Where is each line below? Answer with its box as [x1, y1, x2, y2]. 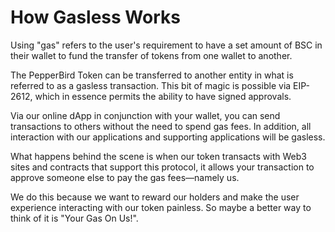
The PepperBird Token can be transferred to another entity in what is [10, 69, 294, 81]
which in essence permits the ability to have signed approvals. [34, 90, 292, 102]
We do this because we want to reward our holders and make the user [10, 191, 300, 203]
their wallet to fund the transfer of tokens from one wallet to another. [10, 49, 293, 61]
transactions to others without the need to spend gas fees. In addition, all [10, 120, 312, 132]
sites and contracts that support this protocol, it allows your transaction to [10, 161, 315, 173]
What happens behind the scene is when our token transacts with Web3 [10, 150, 307, 162]
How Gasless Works [10, 6, 181, 29]
